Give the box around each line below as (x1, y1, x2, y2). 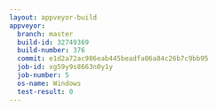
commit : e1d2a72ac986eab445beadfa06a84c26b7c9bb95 (17, 54, 209, 63)
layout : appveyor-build (9, 12, 98, 22)
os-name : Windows (17, 79, 82, 88)
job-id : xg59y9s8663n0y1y (17, 63, 114, 72)
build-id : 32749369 (17, 37, 90, 47)
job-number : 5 (17, 71, 69, 80)
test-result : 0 (17, 87, 74, 96)
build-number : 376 (17, 46, 86, 55)
